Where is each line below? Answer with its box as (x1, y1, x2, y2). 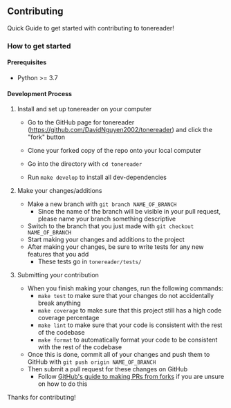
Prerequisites (7, 58, 47, 66)
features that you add (27, 250, 89, 259)
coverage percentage (37, 314, 100, 322)
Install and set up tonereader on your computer (17, 105, 152, 113)
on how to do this (37, 380, 88, 388)
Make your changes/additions (17, 187, 102, 195)
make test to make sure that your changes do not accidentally (37, 292, 214, 300)
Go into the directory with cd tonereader (27, 160, 142, 168)
